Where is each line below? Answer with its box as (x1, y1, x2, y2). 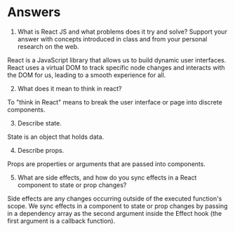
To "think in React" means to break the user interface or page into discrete (7, 97, 222, 106)
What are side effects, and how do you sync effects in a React (17, 173, 197, 182)
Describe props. (17, 146, 65, 154)
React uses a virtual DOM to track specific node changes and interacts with (7, 63, 226, 71)
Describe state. (17, 118, 62, 127)
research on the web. (17, 42, 79, 50)
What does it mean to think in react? (17, 84, 122, 93)
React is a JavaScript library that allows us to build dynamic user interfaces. (7, 55, 227, 64)
